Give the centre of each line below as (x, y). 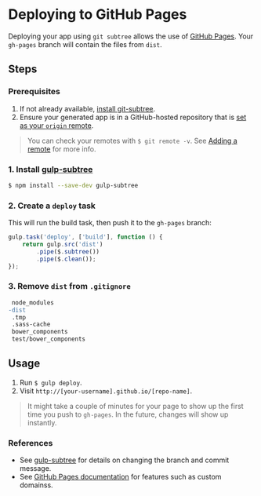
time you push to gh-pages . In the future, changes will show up (128, 414)
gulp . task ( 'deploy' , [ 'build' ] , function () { (85, 237)
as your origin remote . (56, 125)
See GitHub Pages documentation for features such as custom (120, 477)
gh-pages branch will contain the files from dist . (85, 44)
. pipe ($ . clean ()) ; (66, 259)
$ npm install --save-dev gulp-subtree (73, 185)
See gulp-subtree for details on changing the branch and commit (124, 460)
